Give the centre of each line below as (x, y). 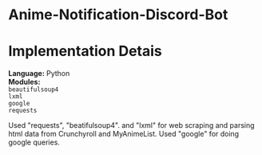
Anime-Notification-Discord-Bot (118, 15)
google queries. (34, 142)
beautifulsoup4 (34, 89)
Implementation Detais (85, 52)
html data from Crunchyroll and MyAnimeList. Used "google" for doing (124, 134)
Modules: (24, 82)
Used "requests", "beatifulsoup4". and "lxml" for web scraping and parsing (131, 125)
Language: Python (39, 74)
